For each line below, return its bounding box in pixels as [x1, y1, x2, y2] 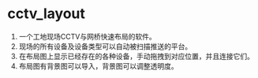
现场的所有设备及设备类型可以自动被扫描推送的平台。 [18, 41, 193, 51]
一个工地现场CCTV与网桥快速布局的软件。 [18, 32, 156, 41]
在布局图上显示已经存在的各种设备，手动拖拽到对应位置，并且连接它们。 [18, 51, 254, 61]
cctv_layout [7, 5, 86, 23]
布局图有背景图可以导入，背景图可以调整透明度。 [18, 61, 178, 71]
